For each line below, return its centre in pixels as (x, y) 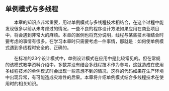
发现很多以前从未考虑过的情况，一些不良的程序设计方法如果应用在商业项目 (82, 28)
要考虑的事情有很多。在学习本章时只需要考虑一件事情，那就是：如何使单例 (82, 41)
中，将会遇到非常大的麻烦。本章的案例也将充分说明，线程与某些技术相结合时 (84, 35)
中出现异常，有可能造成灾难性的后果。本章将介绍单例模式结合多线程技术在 (82, 77)
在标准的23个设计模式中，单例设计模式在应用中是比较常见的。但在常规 (87, 58)
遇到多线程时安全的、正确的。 (40, 48)
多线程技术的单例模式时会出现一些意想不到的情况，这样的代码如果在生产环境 (84, 71)
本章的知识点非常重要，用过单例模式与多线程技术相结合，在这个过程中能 (89, 22)
